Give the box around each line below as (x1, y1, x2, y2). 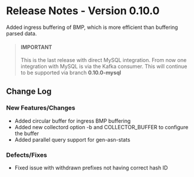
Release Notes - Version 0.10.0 (6, 4, 160, 18)
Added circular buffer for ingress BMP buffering (14, 117, 131, 124)
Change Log (6, 86, 52, 96)
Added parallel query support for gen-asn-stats (14, 136, 131, 143)
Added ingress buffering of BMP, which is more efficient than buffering (6, 24, 178, 31)
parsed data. (6, 29, 37, 37)
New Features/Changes (6, 104, 75, 112)
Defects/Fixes (6, 150, 47, 159)
